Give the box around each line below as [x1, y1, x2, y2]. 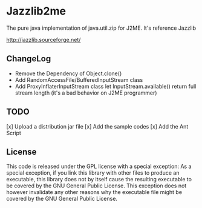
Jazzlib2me [6, 4, 67, 18]
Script [6, 129, 21, 136]
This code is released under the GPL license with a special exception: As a [6, 163, 192, 170]
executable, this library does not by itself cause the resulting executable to [6, 176, 192, 183]
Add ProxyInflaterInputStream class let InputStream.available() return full [15, 82, 197, 90]
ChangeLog [6, 53, 51, 64]
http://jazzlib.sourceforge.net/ [6, 36, 81, 43]
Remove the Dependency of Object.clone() [15, 70, 122, 77]
